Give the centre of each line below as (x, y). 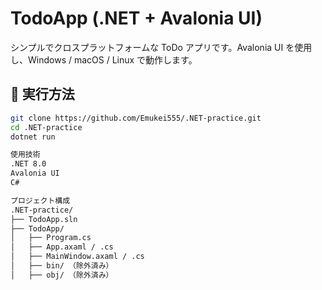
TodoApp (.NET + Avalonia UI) (136, 18)
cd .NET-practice (46, 127)
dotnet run (33, 137)
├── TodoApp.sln (44, 219)
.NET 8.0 (28, 164)
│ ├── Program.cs (51, 238)
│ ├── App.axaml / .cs (62, 247)
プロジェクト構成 (40, 200)
